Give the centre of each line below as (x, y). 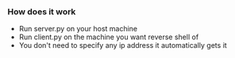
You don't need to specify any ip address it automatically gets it (123, 45)
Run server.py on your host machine (78, 29)
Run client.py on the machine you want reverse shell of (109, 37)
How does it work (42, 12)
